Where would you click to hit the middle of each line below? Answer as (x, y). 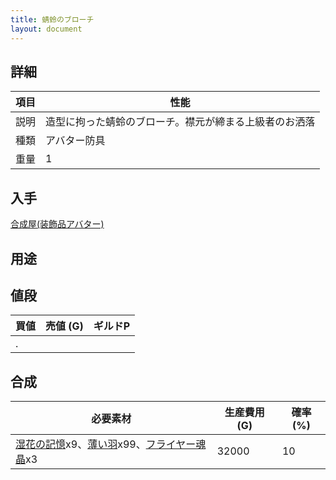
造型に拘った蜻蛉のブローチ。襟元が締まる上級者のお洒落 (180, 122)
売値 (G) (64, 326)
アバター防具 (75, 141)
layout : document (46, 29)
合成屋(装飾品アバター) (57, 224)
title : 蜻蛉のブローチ (52, 19)
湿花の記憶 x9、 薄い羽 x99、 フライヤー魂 (111, 444)
